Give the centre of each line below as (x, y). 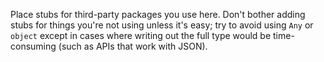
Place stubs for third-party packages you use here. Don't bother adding (158, 14)
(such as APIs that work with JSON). (133, 46)
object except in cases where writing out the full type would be (141, 35)
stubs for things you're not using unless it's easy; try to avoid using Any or (162, 25)
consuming (33, 46)
